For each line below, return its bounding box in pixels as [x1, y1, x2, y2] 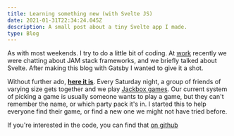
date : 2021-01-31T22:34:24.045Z [7, 17, 102, 24]
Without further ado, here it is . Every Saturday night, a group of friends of [7, 78, 221, 86]
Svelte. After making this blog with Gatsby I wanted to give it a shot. [7, 64, 204, 72]
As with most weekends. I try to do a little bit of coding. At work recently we [7, 49, 227, 57]
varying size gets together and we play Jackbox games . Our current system [7, 85, 228, 93]
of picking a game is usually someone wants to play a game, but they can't [7, 93, 224, 101]
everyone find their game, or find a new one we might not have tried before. [7, 107, 228, 116]
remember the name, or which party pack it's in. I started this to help [7, 100, 207, 109]
